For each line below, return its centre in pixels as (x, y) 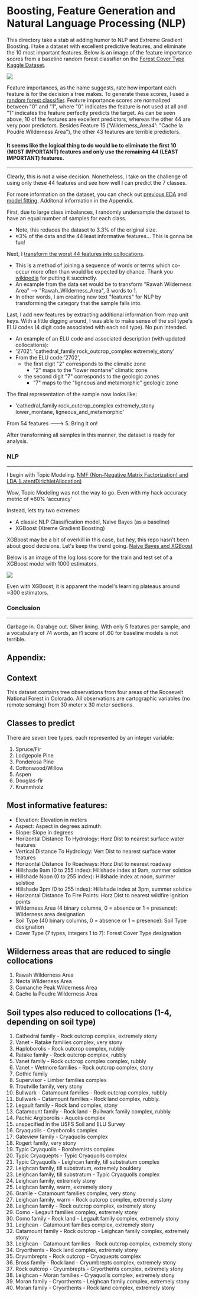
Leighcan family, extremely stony (56, 1181)
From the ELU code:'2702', (48, 358)
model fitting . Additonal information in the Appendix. (70, 201)
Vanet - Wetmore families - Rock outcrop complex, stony (84, 1068)
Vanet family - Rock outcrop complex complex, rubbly (81, 1061)
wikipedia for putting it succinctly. (56, 278)
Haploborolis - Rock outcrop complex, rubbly (70, 1049)
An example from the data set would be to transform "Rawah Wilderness (103, 284)
